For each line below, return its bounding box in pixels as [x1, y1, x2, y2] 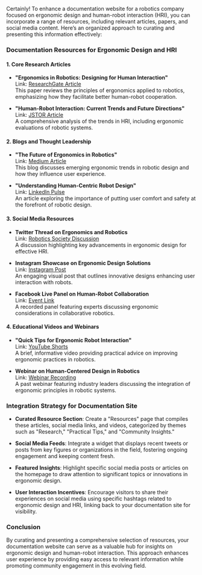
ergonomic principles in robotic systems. [14, 387, 116, 394]
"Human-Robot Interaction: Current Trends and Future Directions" [14, 105, 185, 112]
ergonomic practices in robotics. [14, 355, 96, 363]
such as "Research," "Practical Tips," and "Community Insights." [14, 428, 175, 435]
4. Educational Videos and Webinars [6, 323, 99, 331]
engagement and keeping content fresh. [14, 453, 115, 460]
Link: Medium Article [14, 158, 66, 165]
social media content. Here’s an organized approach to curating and [6, 24, 175, 31]
